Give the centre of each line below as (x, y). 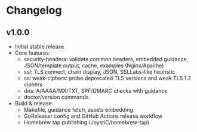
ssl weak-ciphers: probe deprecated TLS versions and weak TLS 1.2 (107, 78)
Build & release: (34, 103)
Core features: (33, 53)
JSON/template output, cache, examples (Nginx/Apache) (94, 65)
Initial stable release (39, 46)
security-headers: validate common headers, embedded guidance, (106, 59)
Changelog (34, 10)
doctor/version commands (56, 97)
